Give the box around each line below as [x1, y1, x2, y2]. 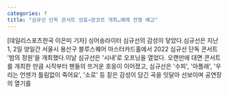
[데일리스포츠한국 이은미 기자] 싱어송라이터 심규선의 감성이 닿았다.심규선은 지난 [7, 36, 219, 45]
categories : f [7, 10, 48, 17]
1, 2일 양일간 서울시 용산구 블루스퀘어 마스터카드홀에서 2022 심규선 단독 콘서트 [7, 45, 218, 53]
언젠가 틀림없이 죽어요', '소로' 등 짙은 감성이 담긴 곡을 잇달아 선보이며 [19, 70, 204, 79]
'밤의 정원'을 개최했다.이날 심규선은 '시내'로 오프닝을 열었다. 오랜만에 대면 [7, 53, 203, 62]
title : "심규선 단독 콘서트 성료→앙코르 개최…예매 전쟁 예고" [7, 16, 158, 23]
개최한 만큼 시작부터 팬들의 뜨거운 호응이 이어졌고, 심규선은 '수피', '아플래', [14, 62, 213, 70]
